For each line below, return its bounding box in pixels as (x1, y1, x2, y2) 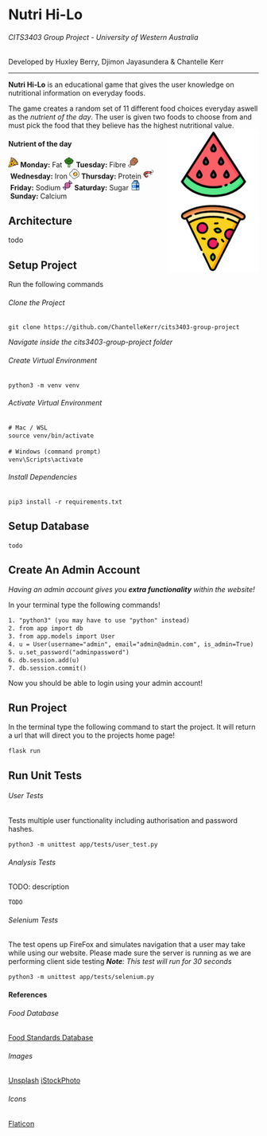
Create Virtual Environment (8, 356, 98, 366)
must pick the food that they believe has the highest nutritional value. (8, 121, 234, 131)
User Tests (8, 791, 44, 801)
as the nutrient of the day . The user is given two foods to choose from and (8, 112, 252, 122)
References (8, 990, 48, 1000)
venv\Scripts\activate (8, 456, 83, 464)
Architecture (8, 213, 73, 228)
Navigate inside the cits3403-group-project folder (8, 337, 173, 347)
